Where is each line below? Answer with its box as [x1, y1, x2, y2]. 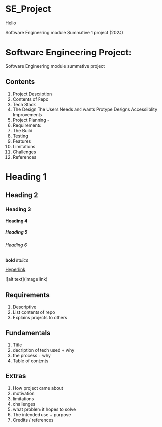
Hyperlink [5, 267, 26, 273]
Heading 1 [5, 171, 47, 182]
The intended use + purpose [12, 411, 71, 417]
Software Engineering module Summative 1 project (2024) [5, 29, 124, 35]
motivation [12, 390, 35, 396]
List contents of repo [12, 309, 56, 315]
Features [12, 138, 31, 144]
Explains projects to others [12, 315, 67, 320]
